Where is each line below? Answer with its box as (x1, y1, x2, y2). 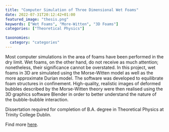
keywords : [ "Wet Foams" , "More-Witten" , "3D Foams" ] (5, 21, 119, 27)
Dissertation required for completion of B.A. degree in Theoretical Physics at (5, 106, 164, 112)
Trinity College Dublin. (5, 111, 51, 117)
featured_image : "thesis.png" (5, 17, 69, 22)
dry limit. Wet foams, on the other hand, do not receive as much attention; (5, 59, 159, 65)
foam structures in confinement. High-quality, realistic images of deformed (5, 80, 161, 86)
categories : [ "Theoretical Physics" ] (5, 26, 85, 31)
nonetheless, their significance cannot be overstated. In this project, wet (5, 64, 155, 71)
